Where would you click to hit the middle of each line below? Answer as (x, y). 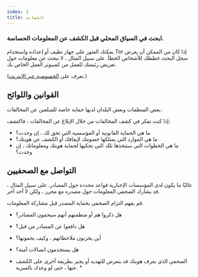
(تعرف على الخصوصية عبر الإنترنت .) (47, 76)
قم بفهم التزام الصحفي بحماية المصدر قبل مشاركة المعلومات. (75, 203)
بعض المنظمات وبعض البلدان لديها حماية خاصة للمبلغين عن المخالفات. (85, 109)
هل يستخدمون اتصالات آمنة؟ (47, 249)
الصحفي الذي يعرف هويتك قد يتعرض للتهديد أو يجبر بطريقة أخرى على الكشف (101, 261)
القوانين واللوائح (33, 95)
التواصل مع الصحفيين (42, 171)
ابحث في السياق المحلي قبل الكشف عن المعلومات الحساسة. (85, 38)
